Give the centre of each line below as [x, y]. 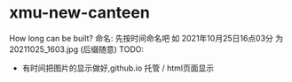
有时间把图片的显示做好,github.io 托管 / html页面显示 [118, 68]
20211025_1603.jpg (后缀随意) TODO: [77, 49]
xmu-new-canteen [80, 13]
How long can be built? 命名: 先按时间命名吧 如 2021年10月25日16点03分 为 [146, 38]
